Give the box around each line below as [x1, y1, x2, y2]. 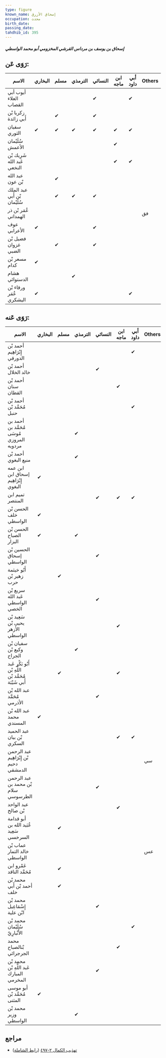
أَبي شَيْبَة [7, 679, 26, 686]
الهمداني [7, 213, 26, 220]
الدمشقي [7, 767, 27, 773]
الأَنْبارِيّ [7, 930, 23, 936]
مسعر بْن [7, 255, 27, 262]
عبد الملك [7, 186, 28, 193]
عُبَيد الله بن [7, 821, 32, 828]
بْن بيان [7, 734, 22, 741]
